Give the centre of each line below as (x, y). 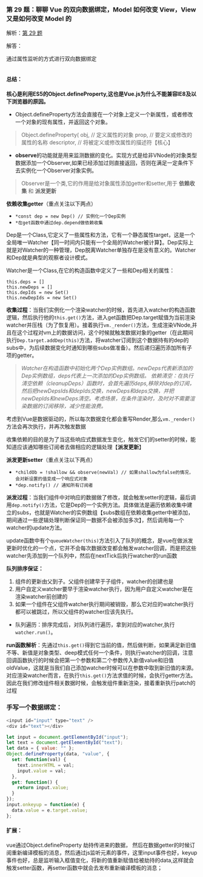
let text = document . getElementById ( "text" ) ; (65, 743)
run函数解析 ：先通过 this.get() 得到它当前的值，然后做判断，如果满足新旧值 (101, 645)
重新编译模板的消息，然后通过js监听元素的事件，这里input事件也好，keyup (104, 852)
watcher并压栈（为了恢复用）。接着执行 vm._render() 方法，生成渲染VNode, (99, 325)
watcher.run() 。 (35, 632)
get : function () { (35, 782)
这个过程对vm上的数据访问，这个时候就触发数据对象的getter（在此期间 (105, 332)
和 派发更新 (42, 191)
